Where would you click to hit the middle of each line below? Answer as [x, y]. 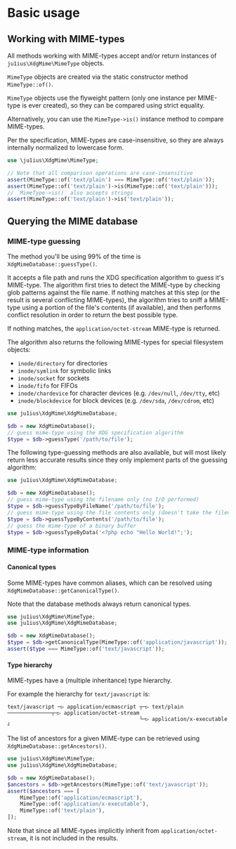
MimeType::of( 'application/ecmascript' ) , [81, 798]
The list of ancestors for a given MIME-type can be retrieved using [104, 739]
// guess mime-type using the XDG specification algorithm [96, 433]
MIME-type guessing [44, 241]
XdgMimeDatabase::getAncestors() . [57, 746]
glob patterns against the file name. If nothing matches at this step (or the [114, 292]
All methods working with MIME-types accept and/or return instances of [112, 56]
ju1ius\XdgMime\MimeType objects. [56, 63]
